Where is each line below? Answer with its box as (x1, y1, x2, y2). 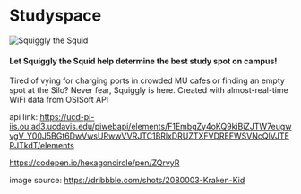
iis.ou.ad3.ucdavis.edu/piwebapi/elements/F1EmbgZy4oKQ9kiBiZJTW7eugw (9, 122, 292, 132)
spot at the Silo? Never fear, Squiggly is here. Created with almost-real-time (9, 85, 288, 96)
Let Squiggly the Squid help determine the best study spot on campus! (9, 55, 278, 66)
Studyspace (9, 5, 101, 26)
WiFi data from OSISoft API (9, 95, 109, 105)
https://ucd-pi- (39, 112, 95, 122)
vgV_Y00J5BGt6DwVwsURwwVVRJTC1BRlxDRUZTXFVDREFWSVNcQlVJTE (9, 131, 289, 141)
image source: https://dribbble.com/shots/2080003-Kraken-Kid (9, 175, 245, 186)
